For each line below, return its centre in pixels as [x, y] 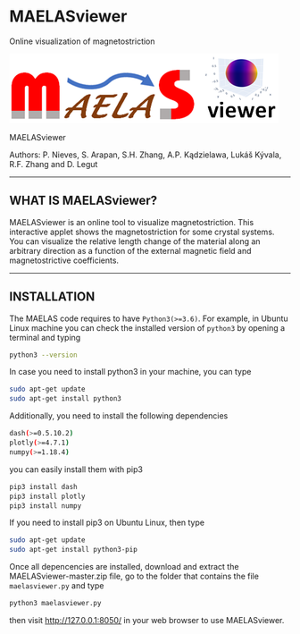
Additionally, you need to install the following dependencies [119, 416]
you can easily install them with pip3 [76, 469]
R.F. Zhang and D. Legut [54, 164]
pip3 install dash [43, 486]
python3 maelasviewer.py [55, 604]
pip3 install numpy [46, 506]
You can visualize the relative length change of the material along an [135, 241]
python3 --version [43, 355]
